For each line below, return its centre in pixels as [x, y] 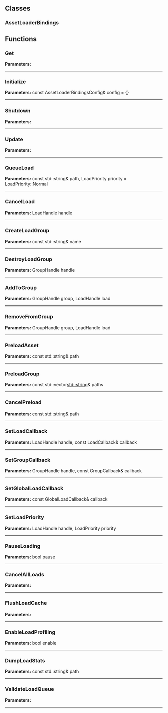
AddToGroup [21, 288]
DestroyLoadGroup [29, 259]
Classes [18, 8]
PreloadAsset [22, 345]
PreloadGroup [22, 374]
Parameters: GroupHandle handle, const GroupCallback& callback [74, 471]
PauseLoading [23, 546]
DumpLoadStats [25, 660]
